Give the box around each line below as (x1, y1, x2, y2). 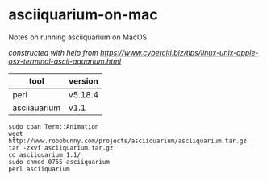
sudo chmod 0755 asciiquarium (8, 158, 111, 166)
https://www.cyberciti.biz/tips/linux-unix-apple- (100, 47, 260, 57)
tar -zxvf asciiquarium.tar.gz (8, 143, 114, 152)
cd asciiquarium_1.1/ (8, 150, 81, 158)
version (68, 75, 99, 86)
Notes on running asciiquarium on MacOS (8, 32, 148, 42)
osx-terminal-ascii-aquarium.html (8, 56, 122, 66)
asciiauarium (12, 102, 61, 113)
